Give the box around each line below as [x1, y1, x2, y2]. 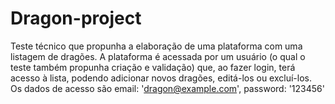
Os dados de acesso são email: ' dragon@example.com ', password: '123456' [10, 82, 325, 94]
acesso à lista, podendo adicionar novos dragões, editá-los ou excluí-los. [10, 72, 313, 84]
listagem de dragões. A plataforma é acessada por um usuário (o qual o [10, 50, 306, 62]
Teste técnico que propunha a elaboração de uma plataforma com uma [10, 40, 303, 52]
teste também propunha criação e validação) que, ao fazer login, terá [10, 61, 296, 73]
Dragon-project [10, 7, 142, 30]
